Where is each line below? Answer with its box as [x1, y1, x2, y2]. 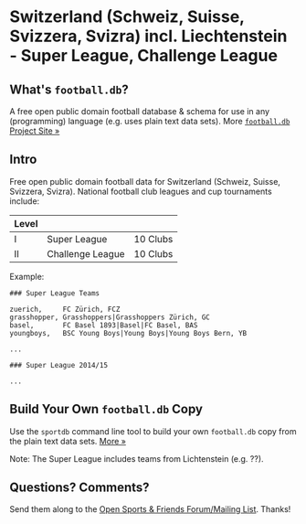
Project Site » [9, 125, 60, 136]
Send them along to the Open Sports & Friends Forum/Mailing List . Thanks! [9, 504, 291, 515]
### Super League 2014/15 [9, 360, 108, 369]
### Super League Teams [9, 288, 100, 298]
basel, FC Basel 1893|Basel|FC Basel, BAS [9, 320, 198, 330]
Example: [9, 271, 45, 282]
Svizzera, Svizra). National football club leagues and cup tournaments [9, 186, 272, 197]
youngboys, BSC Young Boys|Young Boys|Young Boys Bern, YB [9, 328, 248, 337]
